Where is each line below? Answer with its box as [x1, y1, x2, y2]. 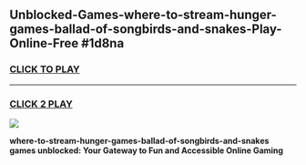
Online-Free [9, 36, 79, 51]
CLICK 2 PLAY [9, 98, 73, 110]
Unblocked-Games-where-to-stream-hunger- [9, 7, 278, 23]
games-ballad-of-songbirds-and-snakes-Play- [9, 22, 282, 37]
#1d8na [80, 36, 125, 51]
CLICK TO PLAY [9, 63, 80, 76]
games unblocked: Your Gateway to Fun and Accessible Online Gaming [9, 145, 284, 156]
